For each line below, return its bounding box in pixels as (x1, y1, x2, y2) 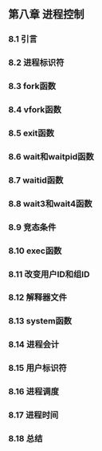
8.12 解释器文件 (8, 292, 68, 303)
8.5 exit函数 (8, 127, 54, 139)
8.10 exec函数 (8, 245, 62, 256)
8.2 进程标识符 (8, 57, 65, 68)
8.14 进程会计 (8, 339, 60, 350)
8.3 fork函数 (8, 81, 57, 92)
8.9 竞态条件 (8, 221, 57, 232)
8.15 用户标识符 (8, 363, 68, 374)
